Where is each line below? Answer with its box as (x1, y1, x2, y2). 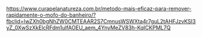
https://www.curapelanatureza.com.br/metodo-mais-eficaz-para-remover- (6, 5, 192, 12)
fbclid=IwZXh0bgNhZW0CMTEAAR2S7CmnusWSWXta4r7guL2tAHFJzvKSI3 (6, 18, 197, 24)
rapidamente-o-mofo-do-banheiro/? (6, 11, 96, 18)
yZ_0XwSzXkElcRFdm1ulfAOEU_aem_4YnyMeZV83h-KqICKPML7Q (6, 24, 171, 31)
